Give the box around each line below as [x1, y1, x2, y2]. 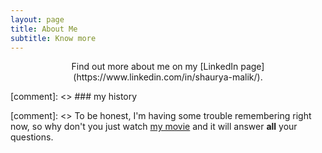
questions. [10, 131, 54, 143]
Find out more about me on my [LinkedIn [71, 61, 239, 73]
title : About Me [10, 24, 78, 34]
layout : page [10, 14, 65, 25]
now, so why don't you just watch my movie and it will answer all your [10, 121, 298, 133]
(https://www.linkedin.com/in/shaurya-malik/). [73, 71, 263, 83]
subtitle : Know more [10, 33, 97, 43]
